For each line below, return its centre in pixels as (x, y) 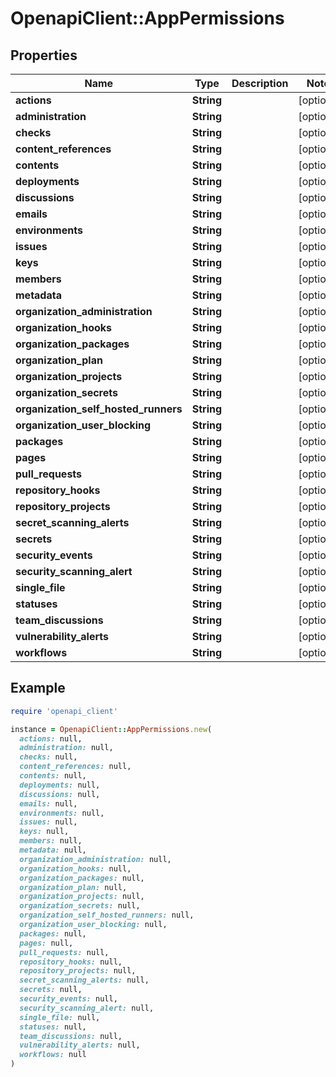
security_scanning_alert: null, (87, 1008)
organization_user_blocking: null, (93, 925)
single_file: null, (60, 1017)
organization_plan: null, (73, 887)
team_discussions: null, (71, 1036)
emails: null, (48, 803)
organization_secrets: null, (80, 906)
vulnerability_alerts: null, (80, 1045)
